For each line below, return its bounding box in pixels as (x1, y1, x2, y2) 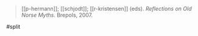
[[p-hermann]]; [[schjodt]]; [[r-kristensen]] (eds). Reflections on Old (21, 5, 192, 12)
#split (6, 23, 21, 30)
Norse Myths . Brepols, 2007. (21, 11, 93, 19)
